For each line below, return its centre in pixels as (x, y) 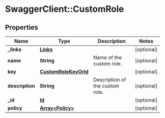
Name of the (107, 58)
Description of (110, 80)
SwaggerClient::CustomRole (65, 9)
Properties (22, 27)
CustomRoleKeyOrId (64, 72)
